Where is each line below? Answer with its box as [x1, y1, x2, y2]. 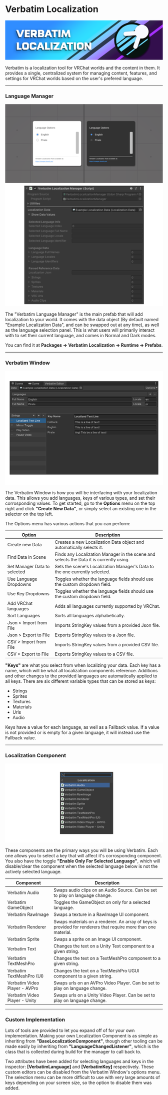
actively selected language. [5, 869, 62, 875]
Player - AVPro [7, 985, 38, 991]
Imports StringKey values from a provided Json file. [54, 622, 160, 628]
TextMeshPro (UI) [7, 973, 44, 979]
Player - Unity [7, 997, 36, 1003]
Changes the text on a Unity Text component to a [53, 943, 154, 949]
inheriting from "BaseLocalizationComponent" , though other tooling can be [5, 1038, 163, 1044]
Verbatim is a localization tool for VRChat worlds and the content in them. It [5, 65, 160, 71]
